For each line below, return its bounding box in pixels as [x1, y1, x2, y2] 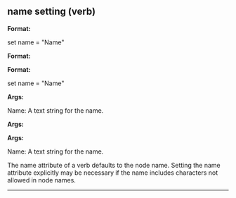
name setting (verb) [7, 6, 96, 18]
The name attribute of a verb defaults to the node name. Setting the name [7, 161, 221, 169]
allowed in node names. [7, 175, 76, 184]
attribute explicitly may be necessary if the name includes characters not [7, 168, 218, 177]
